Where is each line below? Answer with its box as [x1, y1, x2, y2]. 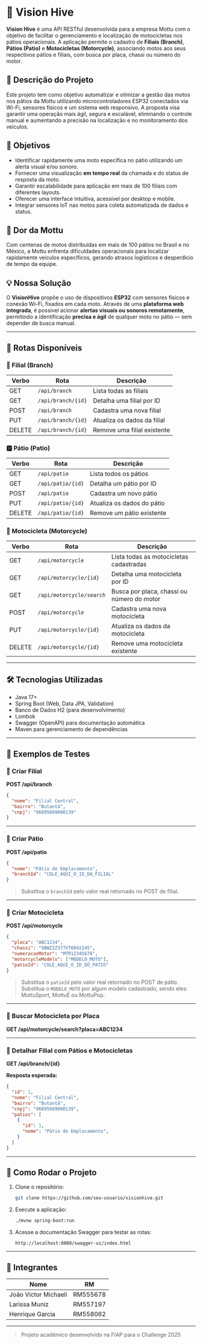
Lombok [14, 713, 36, 720]
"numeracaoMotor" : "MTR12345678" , [11, 951, 98, 957]
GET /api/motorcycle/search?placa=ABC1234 [6, 1025, 123, 1033]
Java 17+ [14, 694, 37, 701]
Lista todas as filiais [93, 386, 148, 395]
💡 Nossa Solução [6, 277, 72, 288]
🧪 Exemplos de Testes [6, 749, 90, 759]
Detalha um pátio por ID [90, 480, 157, 488]
